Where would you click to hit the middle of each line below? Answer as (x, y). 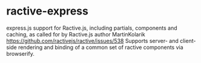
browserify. (21, 53)
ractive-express (48, 11)
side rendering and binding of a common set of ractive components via (95, 47)
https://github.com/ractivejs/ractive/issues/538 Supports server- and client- (101, 41)
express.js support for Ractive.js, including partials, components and (92, 28)
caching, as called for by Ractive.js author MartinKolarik (76, 34)
